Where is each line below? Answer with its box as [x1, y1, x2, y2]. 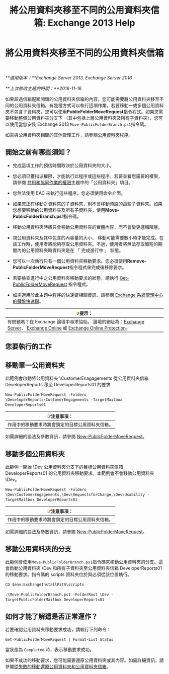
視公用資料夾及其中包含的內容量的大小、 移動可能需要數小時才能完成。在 [12, 234, 164, 240]
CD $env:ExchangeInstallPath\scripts [5, 582, 84, 587]
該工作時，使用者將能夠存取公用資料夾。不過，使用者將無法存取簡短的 [12, 241, 158, 247]
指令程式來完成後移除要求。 [69, 264, 127, 270]
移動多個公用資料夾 [5, 450, 65, 458]
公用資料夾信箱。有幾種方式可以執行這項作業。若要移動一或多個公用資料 [14, 102, 164, 108]
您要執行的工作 [5, 343, 52, 351]
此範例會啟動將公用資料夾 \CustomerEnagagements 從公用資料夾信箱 [5, 375, 149, 381]
